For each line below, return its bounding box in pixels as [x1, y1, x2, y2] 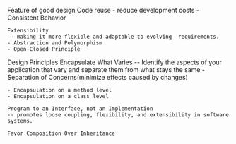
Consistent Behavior [7, 13, 66, 22]
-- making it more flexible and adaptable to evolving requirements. [7, 33, 220, 40]
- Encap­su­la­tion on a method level [7, 87, 112, 94]
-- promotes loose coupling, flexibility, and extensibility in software [7, 112, 230, 119]
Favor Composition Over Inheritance [7, 130, 115, 137]
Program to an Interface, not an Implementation [7, 105, 153, 112]
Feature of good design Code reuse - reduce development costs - [7, 6, 200, 14]
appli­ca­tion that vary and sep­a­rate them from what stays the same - [7, 66, 206, 73]
